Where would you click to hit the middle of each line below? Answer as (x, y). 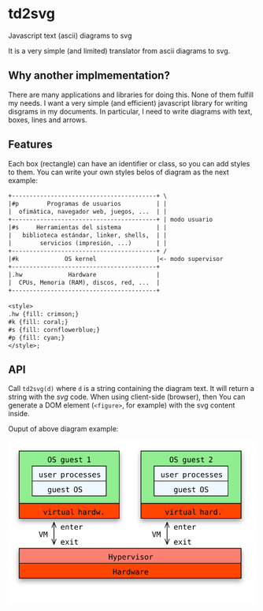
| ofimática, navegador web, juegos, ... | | (88, 211)
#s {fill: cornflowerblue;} (54, 330)
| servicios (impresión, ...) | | (88, 243)
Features (30, 145)
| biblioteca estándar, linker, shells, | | (88, 235)
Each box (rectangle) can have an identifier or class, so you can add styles (129, 163)
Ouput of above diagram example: (63, 429)
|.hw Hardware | (84, 274)
